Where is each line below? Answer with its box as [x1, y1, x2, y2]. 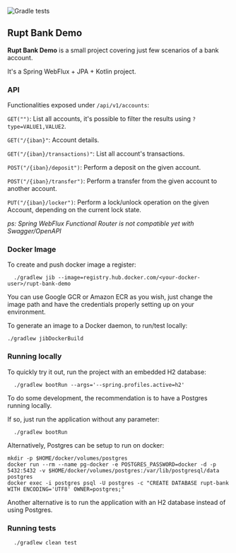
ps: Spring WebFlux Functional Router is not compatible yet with [7, 219, 194, 228]
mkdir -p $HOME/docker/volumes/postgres [7, 455, 129, 462]
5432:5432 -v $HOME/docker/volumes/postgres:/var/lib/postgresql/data [7, 467, 220, 474]
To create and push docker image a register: [7, 260, 136, 269]
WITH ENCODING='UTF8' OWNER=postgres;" [7, 485, 125, 493]
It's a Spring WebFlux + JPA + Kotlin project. [7, 67, 136, 76]
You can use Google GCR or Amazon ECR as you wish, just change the [7, 293, 213, 301]
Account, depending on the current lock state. [7, 206, 141, 214]
